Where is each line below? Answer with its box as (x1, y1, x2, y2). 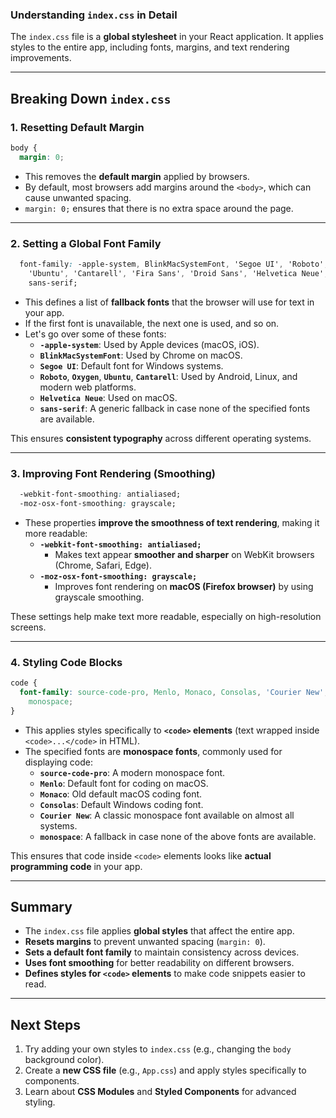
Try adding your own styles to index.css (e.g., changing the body (24, 1043, 292, 1055)
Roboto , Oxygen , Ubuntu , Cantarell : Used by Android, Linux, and (39, 370, 298, 382)
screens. (10, 621, 47, 633)
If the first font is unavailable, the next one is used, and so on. (24, 317, 280, 329)
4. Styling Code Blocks (10, 655, 123, 669)
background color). (24, 1054, 105, 1066)
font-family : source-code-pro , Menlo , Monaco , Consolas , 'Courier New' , (19, 687, 329, 697)
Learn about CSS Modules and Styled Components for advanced (24, 1086, 297, 1098)
